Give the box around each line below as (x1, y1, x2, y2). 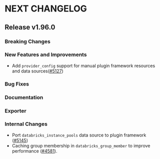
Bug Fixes (4, 80, 29, 87)
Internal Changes (4, 120, 48, 127)
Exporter (4, 107, 26, 114)
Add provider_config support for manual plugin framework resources (11, 62, 155, 68)
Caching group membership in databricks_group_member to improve (11, 142, 150, 148)
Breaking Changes (4, 38, 51, 45)
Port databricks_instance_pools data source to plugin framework (11, 132, 146, 138)
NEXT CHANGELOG (4, 3, 87, 14)
